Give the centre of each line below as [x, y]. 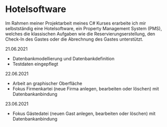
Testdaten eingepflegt [35, 64]
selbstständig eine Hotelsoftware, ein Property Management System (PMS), [83, 28]
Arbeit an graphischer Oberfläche [47, 83]
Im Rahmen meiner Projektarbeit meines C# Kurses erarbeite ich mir [76, 23]
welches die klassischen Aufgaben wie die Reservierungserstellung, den [80, 34]
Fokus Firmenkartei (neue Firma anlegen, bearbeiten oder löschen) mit [86, 88]
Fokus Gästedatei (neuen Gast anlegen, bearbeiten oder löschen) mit [84, 113]
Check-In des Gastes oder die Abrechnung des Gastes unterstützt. [74, 39]
